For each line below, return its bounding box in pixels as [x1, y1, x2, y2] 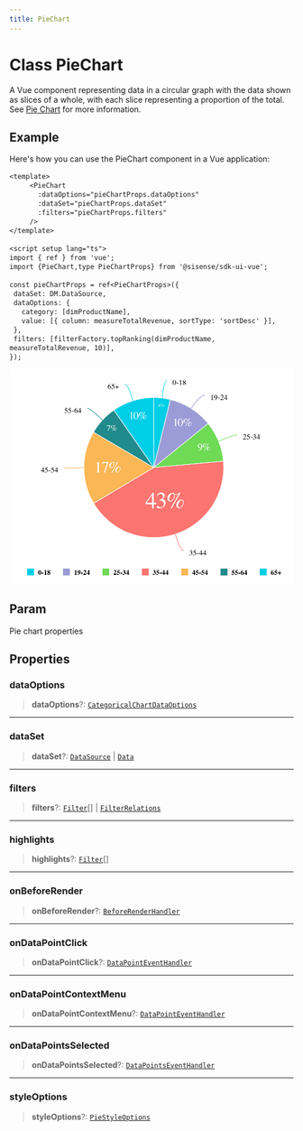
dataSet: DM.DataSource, [13, 290, 106, 299]
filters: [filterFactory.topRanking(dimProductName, [13, 335, 216, 344]
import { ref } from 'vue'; [9, 254, 115, 263]
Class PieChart [9, 54, 124, 75]
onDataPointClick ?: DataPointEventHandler [31, 957, 192, 968]
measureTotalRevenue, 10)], [9, 344, 115, 353]
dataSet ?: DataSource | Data [31, 750, 134, 762]
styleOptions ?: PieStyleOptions [31, 1111, 151, 1122]
